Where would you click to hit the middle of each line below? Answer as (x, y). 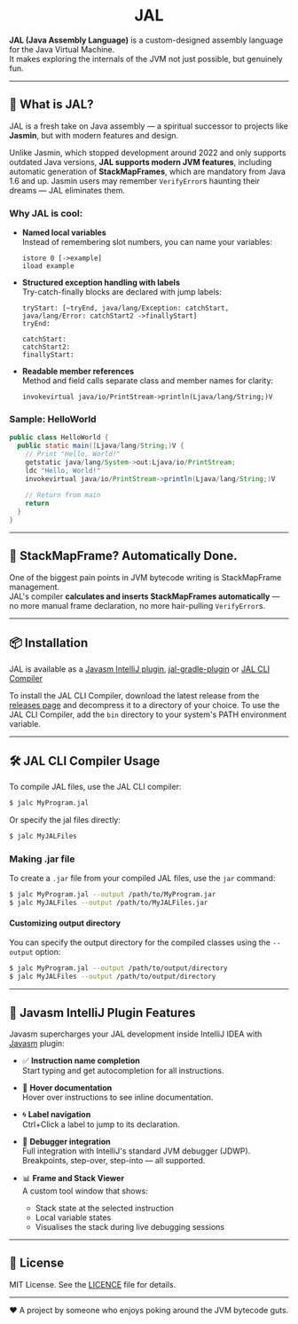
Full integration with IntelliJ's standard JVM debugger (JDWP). (136, 1151)
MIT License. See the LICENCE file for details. (93, 1284)
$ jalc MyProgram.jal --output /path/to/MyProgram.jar (113, 894)
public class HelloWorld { (59, 437)
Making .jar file (42, 859)
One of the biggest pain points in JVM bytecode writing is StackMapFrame (145, 577)
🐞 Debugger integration (66, 1141)
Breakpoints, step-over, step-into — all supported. (114, 1160)
